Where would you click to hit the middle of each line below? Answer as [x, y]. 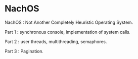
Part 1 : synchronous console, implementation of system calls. [68, 32]
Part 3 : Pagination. [24, 51]
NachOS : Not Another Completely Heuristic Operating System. [69, 22]
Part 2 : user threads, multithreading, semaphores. [56, 41]
